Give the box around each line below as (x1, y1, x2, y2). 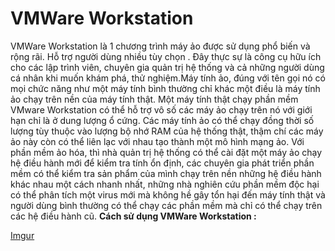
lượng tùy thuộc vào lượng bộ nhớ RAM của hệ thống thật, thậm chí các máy (10, 125, 324, 137)
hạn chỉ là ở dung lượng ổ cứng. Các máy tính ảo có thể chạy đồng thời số (10, 114, 315, 126)
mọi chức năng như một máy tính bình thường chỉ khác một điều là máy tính (10, 82, 321, 94)
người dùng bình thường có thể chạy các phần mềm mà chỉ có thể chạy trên (10, 199, 323, 211)
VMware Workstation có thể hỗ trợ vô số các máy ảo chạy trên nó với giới (10, 103, 313, 116)
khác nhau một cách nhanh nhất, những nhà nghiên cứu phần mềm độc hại (10, 178, 320, 190)
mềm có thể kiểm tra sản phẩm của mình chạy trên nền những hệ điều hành (10, 167, 322, 179)
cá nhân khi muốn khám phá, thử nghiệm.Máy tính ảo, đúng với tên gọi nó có (10, 72, 326, 84)
